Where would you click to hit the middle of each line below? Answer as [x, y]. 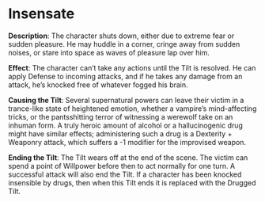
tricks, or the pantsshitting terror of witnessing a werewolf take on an [121, 116]
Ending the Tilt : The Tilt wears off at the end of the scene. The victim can [128, 157]
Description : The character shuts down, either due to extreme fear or [121, 36]
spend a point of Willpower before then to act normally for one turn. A [122, 166]
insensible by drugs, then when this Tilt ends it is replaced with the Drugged [132, 182]
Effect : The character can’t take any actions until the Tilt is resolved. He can [132, 67]
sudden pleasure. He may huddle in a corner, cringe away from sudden [124, 44]
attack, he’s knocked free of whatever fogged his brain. [98, 85]
